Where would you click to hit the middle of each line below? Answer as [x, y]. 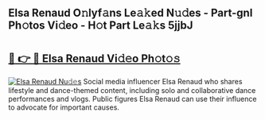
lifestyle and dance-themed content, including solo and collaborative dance [132, 90]
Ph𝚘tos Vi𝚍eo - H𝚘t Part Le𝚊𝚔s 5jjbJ [101, 26]
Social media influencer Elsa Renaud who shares [163, 81]
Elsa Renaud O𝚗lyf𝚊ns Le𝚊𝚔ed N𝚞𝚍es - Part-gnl [131, 13]
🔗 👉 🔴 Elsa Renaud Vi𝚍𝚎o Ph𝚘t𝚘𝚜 [94, 58]
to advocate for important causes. [64, 107]
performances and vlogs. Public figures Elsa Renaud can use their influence [132, 99]
